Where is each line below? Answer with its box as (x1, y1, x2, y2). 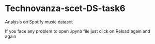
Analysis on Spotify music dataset (5, 19, 73, 25)
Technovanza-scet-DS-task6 (5, 3, 125, 14)
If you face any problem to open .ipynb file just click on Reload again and (5, 28, 151, 34)
